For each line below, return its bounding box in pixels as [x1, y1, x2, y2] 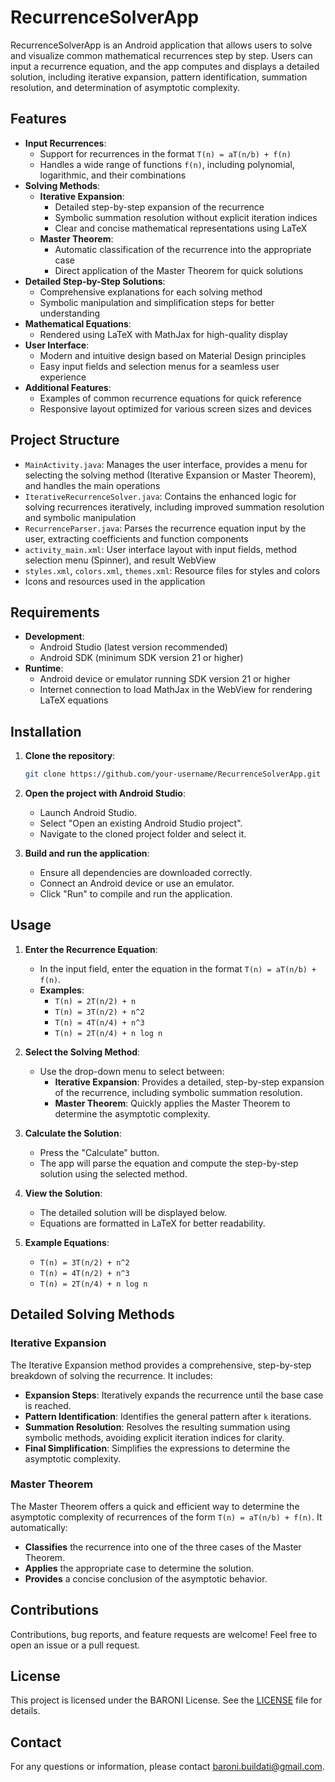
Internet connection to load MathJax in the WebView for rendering [39, 684, 313, 696]
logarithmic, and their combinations [39, 169, 187, 181]
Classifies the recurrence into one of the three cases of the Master [24, 1541, 302, 1553]
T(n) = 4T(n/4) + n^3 [54, 1017, 145, 1028]
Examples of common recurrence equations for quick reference [39, 392, 302, 404]
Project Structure [10, 432, 120, 449]
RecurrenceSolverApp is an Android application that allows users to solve [10, 39, 313, 51]
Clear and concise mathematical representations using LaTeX [54, 222, 308, 234]
